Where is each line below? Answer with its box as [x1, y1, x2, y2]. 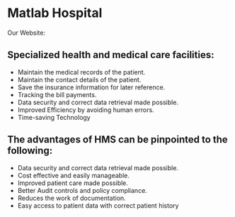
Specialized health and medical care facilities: [7, 49, 214, 61]
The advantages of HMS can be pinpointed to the [7, 133, 228, 146]
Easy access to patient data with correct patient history [17, 201, 179, 210]
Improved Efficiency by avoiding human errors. [17, 105, 154, 114]
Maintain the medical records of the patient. [17, 67, 146, 76]
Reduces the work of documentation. [17, 194, 126, 202]
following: [7, 145, 53, 157]
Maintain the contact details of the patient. [17, 75, 142, 84]
